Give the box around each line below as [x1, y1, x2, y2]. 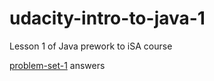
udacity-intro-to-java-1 [9, 7, 206, 30]
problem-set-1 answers [9, 59, 106, 71]
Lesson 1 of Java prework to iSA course [9, 40, 173, 52]
